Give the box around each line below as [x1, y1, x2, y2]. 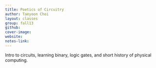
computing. [5, 57, 28, 63]
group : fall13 [5, 20, 34, 26]
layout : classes [5, 16, 38, 21]
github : [5, 25, 21, 30]
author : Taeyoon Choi [5, 12, 49, 17]
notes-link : [5, 39, 29, 44]
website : [5, 34, 23, 39]
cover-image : [5, 30, 32, 34]
